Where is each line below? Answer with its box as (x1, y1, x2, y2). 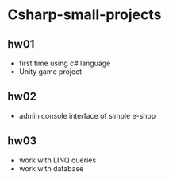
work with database (18, 163, 84, 173)
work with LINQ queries (18, 155, 97, 165)
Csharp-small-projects (7, 6, 162, 24)
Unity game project (18, 67, 83, 76)
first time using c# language (18, 58, 111, 68)
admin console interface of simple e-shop (18, 111, 156, 120)
